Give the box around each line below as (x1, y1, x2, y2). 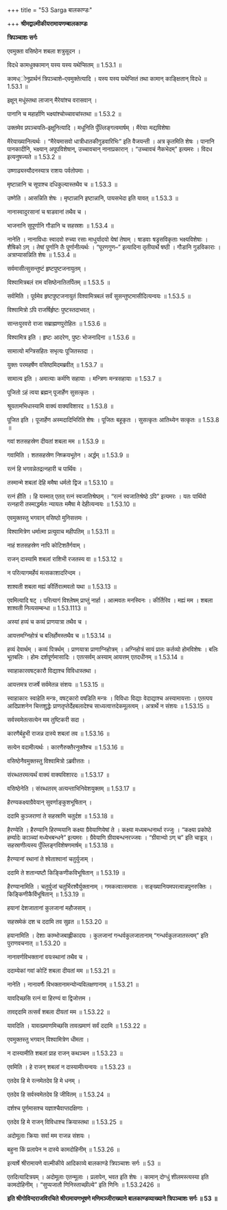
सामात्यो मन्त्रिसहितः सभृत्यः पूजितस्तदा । (7, 347, 94, 355)
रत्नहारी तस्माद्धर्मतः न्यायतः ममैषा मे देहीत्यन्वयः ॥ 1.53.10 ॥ (7, 500, 136, 508)
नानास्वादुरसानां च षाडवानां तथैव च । (7, 208, 87, 216)
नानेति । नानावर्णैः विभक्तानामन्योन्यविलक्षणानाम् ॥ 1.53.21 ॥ (7, 980, 139, 989)
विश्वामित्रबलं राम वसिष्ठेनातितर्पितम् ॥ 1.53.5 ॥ (7, 278, 110, 286)
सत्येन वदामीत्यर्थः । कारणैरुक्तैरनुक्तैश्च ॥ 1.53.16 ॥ (7, 743, 123, 751)
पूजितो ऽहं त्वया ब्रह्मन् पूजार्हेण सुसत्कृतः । (7, 388, 95, 396)
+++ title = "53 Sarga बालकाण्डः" (7, 6, 93, 14)
